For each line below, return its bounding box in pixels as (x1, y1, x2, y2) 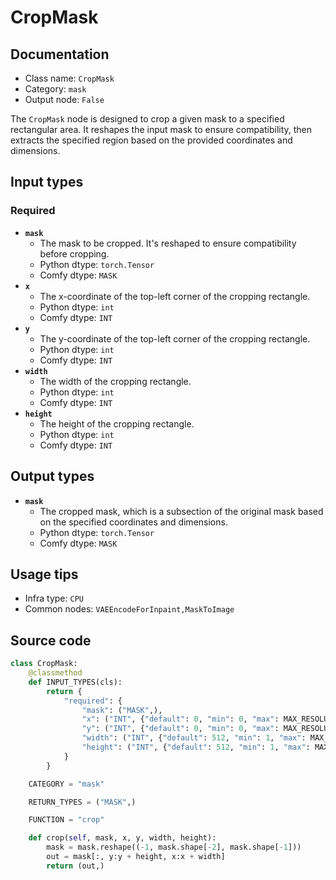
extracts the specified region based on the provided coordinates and (10, 134, 293, 146)
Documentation (10, 46, 110, 63)
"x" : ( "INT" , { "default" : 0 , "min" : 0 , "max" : (81, 714, 280, 725)
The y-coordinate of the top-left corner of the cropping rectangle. (39, 332, 311, 345)
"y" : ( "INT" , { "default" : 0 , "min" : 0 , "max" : (81, 724, 280, 734)
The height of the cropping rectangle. (39, 417, 195, 430)
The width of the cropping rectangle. (39, 375, 192, 387)
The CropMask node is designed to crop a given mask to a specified (10, 113, 285, 125)
